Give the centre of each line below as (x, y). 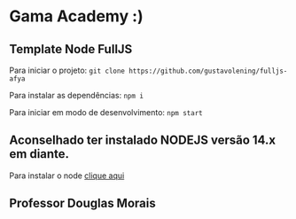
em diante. (39, 154)
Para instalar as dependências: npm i (77, 95)
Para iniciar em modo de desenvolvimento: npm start (106, 112)
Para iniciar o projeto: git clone (67, 70)
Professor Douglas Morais (83, 203)
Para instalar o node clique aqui (67, 176)
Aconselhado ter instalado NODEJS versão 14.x (143, 141)
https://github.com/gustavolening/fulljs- (208, 71)
